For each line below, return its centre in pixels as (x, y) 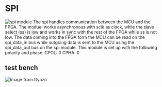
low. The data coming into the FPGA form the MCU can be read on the (75, 37)
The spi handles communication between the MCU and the (92, 22)
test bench (22, 68)
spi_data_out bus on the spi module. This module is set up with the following (81, 47)
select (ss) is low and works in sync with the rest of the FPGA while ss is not (81, 32)
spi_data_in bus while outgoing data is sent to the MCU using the (70, 42)
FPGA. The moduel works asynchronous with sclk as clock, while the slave (80, 27)
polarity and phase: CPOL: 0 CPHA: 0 (42, 52)
